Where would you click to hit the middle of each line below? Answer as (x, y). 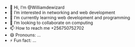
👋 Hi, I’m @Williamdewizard (37, 7)
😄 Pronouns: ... (25, 35)
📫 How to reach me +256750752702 (47, 28)
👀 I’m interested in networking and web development (62, 12)
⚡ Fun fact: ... (23, 40)
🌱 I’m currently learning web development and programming (70, 18)
